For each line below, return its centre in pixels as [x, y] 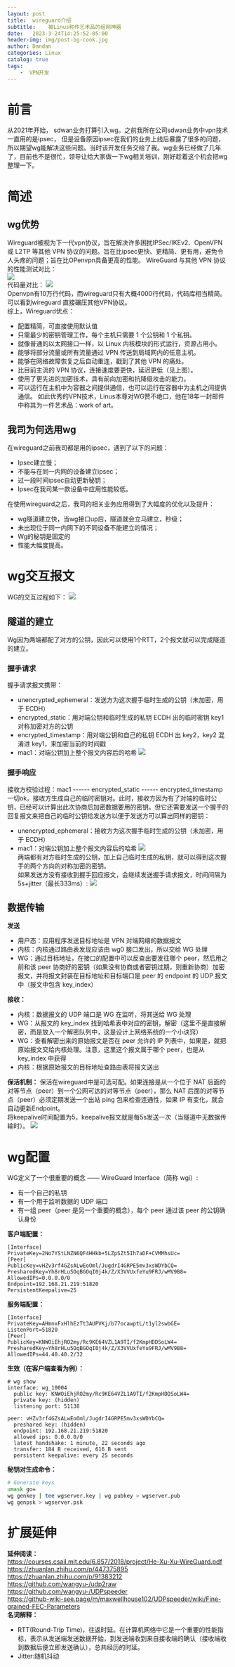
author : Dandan [29, 46]
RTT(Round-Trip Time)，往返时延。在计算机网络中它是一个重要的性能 [117, 1629]
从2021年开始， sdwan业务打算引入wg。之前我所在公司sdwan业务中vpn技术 [118, 130]
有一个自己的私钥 [42, 1193]
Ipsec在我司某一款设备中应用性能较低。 [74, 489]
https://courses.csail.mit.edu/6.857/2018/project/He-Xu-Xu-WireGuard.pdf [115, 1562]
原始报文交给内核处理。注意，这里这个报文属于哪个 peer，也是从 [111, 1050]
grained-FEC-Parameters [44, 1606]
